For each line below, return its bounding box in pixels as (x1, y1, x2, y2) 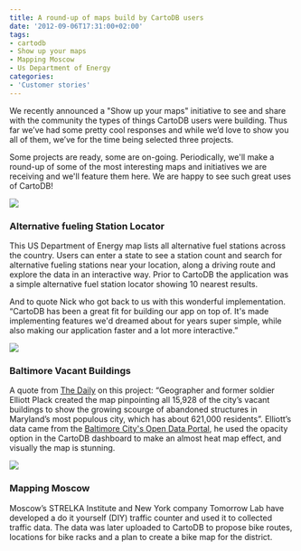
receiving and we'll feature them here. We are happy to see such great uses (9, 171, 292, 182)
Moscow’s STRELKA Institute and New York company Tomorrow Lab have (9, 502, 285, 513)
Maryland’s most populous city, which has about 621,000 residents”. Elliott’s (9, 414, 292, 425)
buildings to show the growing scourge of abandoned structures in (9, 404, 258, 416)
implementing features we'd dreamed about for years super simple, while (9, 315, 282, 326)
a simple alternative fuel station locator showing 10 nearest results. (9, 278, 259, 289)
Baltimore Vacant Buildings (9, 364, 131, 377)
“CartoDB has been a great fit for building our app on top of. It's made (9, 305, 269, 316)
